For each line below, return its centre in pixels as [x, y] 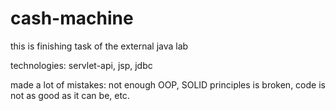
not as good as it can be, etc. [70, 95]
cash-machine [72, 18]
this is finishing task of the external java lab [99, 46]
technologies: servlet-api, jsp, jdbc [81, 65]
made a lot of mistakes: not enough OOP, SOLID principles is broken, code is [168, 84]
